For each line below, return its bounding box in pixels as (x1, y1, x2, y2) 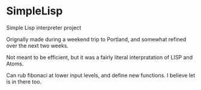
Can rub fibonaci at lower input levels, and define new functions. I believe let (6, 71, 196, 79)
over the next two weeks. (6, 42, 69, 49)
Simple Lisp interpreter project (6, 24, 82, 31)
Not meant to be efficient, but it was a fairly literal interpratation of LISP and (6, 53, 193, 61)
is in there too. (6, 78, 42, 85)
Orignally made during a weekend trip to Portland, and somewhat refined (6, 35, 187, 43)
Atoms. (6, 60, 24, 67)
